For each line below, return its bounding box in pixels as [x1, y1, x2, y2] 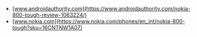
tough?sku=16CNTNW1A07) [12, 24, 83, 31]
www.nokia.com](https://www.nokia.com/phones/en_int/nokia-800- [14, 18, 185, 24]
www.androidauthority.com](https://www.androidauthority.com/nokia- [14, 5, 191, 12]
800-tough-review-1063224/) [12, 11, 87, 18]
